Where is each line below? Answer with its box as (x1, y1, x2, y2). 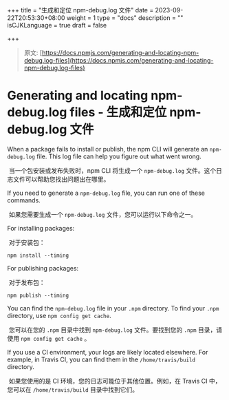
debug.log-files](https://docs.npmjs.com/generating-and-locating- (23, 56, 214, 64)
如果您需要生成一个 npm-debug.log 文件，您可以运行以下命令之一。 (8, 210, 197, 218)
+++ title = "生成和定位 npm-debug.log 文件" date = (7, 6, 154, 14)
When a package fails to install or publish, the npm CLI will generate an (7, 145, 208, 153)
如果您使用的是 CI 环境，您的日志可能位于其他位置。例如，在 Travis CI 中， (8, 377, 221, 385)
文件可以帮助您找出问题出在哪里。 (12, 175, 110, 183)
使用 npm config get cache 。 (7, 334, 91, 342)
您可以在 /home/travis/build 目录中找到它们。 (7, 385, 139, 394)
